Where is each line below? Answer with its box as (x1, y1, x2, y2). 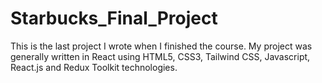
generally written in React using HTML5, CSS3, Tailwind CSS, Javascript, (10, 50, 311, 62)
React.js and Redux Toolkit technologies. (10, 61, 178, 73)
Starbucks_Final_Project (10, 7, 218, 30)
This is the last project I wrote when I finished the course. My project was (10, 40, 313, 52)
